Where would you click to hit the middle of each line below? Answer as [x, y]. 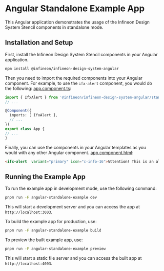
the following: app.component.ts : [38, 88]
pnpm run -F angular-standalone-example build [53, 230]
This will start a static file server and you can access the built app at [73, 258]
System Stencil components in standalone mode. [54, 27]
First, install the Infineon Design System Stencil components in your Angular [81, 54]
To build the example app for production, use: [51, 222]
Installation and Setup [39, 43]
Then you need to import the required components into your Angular [74, 78]
